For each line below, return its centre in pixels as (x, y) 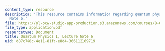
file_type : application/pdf (34, 28)
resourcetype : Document (29, 32)
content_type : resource (29, 9)
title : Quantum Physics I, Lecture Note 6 (49, 37)
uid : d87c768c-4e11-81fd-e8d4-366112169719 (50, 41)
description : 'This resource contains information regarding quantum (78, 14)
